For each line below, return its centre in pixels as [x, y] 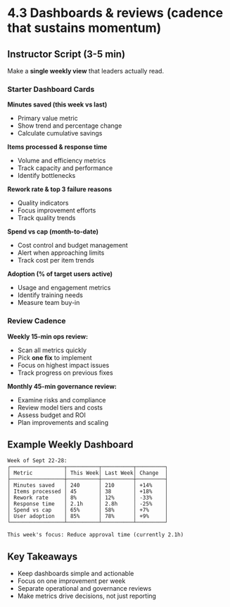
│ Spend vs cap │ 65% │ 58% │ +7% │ [88, 510]
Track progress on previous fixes [65, 373]
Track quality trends [46, 218]
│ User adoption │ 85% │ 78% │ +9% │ [88, 517]
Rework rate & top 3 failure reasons [60, 189]
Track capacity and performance [65, 168]
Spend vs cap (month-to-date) [53, 232]
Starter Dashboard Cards [51, 89]
